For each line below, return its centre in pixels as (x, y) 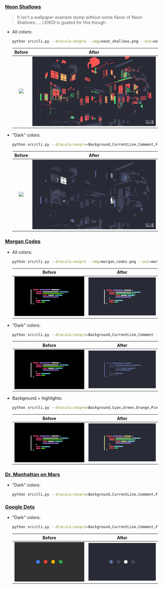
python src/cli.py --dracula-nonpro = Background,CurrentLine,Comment (83, 335)
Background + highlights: (37, 398)
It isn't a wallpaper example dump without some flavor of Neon (80, 17)
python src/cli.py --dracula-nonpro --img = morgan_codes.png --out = (82, 261)
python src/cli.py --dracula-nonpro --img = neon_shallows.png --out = (83, 42)
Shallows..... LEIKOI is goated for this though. (62, 22)
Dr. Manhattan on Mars (33, 474)
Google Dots (20, 507)
